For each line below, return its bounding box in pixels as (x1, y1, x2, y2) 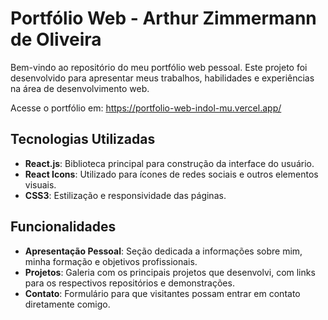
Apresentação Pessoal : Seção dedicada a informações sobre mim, (24, 245, 303, 257)
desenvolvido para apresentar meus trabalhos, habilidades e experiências (10, 72, 315, 84)
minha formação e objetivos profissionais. (24, 255, 198, 267)
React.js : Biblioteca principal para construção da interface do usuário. (24, 157, 315, 169)
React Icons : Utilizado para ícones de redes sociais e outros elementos (24, 168, 319, 180)
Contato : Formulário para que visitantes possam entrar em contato (24, 287, 301, 299)
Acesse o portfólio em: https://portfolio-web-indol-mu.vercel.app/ (10, 102, 282, 114)
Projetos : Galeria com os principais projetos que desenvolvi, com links (24, 266, 316, 278)
